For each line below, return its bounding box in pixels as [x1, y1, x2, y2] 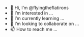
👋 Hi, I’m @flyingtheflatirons [10, 5, 69, 10]
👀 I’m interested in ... [10, 10, 53, 16]
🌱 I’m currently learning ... [10, 15, 65, 21]
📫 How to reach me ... [10, 26, 58, 32]
